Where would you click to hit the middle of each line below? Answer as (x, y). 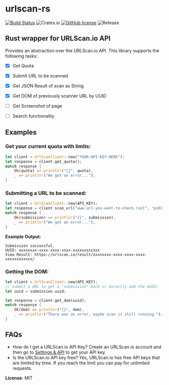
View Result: (19, 254)
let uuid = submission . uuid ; (36, 291)
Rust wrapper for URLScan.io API (58, 38)
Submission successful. (30, 246)
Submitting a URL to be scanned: (46, 193)
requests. (22, 368)
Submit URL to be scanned (40, 75)
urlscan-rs (28, 9)
